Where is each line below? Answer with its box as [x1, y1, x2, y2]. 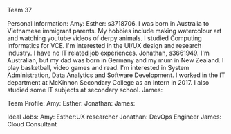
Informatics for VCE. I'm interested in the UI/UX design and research [7, 42, 202, 49]
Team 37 [7, 6, 33, 14]
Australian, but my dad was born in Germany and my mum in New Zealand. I [7, 56, 224, 65]
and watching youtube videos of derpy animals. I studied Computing [7, 34, 202, 42]
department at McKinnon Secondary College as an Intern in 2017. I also [7, 78, 210, 86]
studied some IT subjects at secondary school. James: [7, 86, 163, 94]
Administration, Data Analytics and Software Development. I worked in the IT [7, 71, 225, 79]
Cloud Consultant [7, 120, 57, 128]
